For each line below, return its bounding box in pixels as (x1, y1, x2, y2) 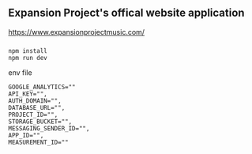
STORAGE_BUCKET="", (8, 118, 73, 126)
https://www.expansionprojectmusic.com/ (8, 27, 145, 36)
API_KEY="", (8, 90, 47, 98)
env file (8, 67, 33, 77)
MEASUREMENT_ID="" (8, 138, 69, 146)
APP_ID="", (8, 131, 44, 139)
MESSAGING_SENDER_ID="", (8, 124, 90, 133)
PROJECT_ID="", (8, 111, 58, 118)
